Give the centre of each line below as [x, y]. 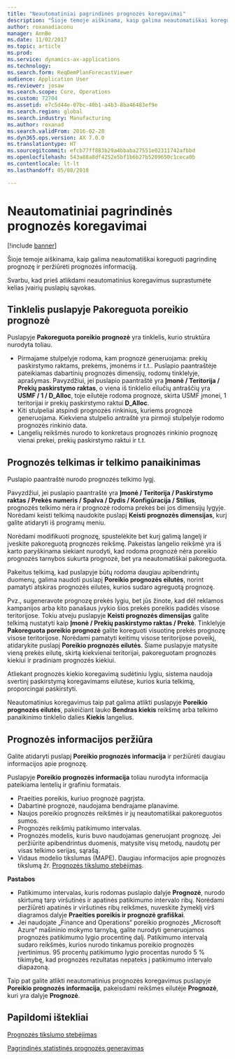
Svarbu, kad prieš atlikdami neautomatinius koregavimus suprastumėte [109, 280]
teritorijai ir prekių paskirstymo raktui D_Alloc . [83, 403]
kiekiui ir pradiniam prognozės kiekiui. [62, 661]
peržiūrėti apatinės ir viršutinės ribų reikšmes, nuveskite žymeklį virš [116, 908]
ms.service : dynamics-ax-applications [64, 60]
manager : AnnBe [29, 33]
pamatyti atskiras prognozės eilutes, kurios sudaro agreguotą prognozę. [111, 587]
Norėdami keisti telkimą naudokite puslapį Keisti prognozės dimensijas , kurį [117, 515]
